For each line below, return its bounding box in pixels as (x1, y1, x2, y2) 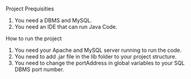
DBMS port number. (14, 66, 64, 73)
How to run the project (5, 35, 62, 42)
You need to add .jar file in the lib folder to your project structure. (14, 53, 177, 60)
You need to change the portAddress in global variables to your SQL (14, 60, 186, 66)
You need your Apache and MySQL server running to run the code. (14, 46, 182, 54)
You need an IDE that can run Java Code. (14, 24, 118, 30)
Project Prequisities (5, 5, 55, 12)
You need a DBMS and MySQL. (14, 17, 92, 24)
